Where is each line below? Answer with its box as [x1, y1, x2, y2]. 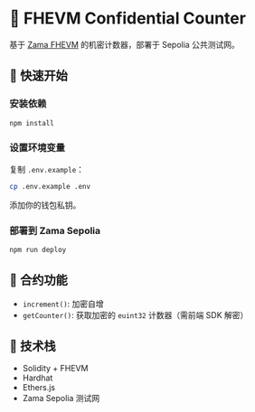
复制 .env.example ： [9, 164, 84, 174]
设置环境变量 [9, 142, 66, 154]
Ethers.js [22, 382, 56, 393]
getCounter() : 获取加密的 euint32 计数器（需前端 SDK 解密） [22, 309, 249, 320]
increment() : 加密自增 [22, 298, 104, 309]
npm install [9, 118, 54, 127]
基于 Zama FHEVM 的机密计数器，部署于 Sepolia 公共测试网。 [9, 39, 240, 50]
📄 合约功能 [9, 273, 68, 288]
